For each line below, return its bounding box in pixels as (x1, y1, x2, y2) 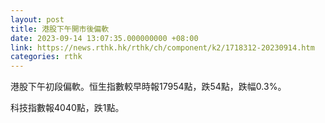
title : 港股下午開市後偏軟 (10, 24, 110, 34)
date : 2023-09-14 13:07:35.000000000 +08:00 (10, 33, 199, 43)
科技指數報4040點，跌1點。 (10, 102, 125, 114)
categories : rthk (10, 52, 83, 62)
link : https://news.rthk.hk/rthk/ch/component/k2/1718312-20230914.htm (10, 42, 315, 53)
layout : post (10, 14, 65, 25)
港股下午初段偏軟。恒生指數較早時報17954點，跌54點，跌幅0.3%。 (10, 81, 287, 93)
